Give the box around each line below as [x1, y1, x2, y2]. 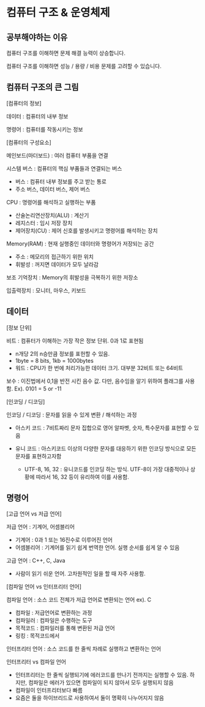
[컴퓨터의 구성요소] [6, 139, 52, 146]
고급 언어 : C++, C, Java [6, 557, 65, 565]
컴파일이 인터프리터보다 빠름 [15, 687, 83, 694]
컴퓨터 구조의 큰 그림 [6, 82, 79, 93]
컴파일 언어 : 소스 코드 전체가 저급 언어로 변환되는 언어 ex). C [6, 596, 152, 603]
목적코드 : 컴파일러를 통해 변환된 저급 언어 [15, 624, 115, 632]
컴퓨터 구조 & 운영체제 [6, 6, 110, 20]
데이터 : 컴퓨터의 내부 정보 [6, 112, 69, 120]
